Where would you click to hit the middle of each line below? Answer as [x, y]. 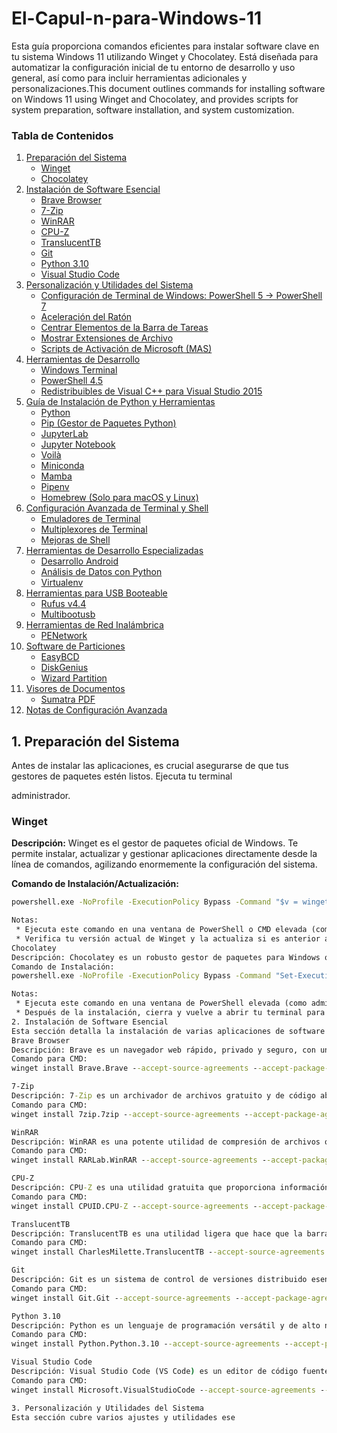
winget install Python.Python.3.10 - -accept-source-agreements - [150, 1344]
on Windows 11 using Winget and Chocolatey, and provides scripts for [155, 99]
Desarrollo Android [79, 561]
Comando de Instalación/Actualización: [95, 884]
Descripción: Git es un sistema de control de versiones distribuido [159, 1280]
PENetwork [64, 636]
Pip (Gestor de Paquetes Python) [108, 423]
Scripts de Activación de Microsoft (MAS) [126, 349]
